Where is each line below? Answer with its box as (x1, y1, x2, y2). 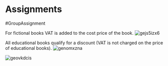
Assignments (5, 4, 62, 15)
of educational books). (5, 45, 52, 51)
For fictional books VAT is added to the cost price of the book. (5, 30, 134, 36)
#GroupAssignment (5, 20, 46, 26)
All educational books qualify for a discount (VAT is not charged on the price (5, 39, 163, 46)
